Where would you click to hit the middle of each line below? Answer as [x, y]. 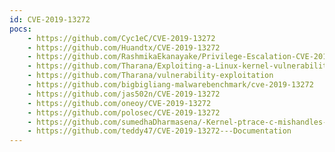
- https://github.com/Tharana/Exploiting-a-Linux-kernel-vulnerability [179, 66]
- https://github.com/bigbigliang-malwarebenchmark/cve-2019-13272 [170, 85]
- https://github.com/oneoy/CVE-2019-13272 [119, 103]
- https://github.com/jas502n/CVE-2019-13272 [124, 94]
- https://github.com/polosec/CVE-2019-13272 [124, 112]
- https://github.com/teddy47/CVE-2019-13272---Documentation [159, 131]
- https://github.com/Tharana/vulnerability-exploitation [150, 76]
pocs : [20, 29]
